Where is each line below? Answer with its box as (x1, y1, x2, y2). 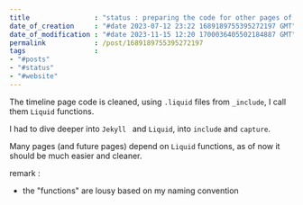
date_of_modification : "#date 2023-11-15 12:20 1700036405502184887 (9, 30, 277, 39)
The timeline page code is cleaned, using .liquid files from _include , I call (9, 96, 287, 107)
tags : (9, 47, 99, 56)
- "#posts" (9, 55, 50, 64)
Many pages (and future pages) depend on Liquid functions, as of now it (9, 140, 280, 151)
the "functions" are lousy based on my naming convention (22, 185, 239, 196)
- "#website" (9, 72, 59, 81)
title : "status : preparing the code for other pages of (9, 13, 293, 22)
